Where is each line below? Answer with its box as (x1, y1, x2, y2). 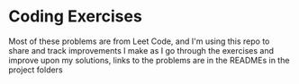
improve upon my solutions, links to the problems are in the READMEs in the (8, 55, 290, 65)
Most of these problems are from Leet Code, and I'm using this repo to (8, 36, 270, 46)
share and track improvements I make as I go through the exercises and (8, 45, 275, 55)
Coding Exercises (8, 6, 143, 27)
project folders (8, 64, 64, 75)
